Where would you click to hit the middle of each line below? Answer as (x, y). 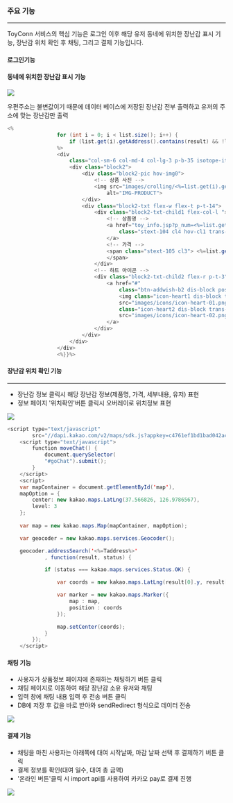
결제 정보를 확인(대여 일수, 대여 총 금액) (70, 770)
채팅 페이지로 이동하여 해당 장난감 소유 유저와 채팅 (85, 688)
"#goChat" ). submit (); (76, 462)
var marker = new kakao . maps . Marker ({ (113, 595)
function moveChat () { (65, 448)
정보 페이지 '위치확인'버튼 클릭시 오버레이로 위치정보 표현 (94, 403)
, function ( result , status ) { (88, 557)
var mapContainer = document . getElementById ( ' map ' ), (97, 487)
